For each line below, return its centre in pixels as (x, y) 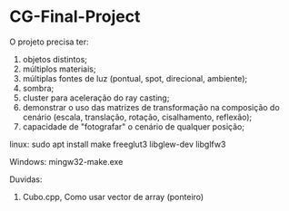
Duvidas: (26, 179)
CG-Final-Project (75, 17)
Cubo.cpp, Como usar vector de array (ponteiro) (113, 197)
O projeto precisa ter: (49, 42)
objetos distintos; (55, 59)
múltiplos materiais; (59, 69)
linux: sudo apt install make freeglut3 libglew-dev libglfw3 (118, 144)
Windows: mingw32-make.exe (66, 161)
